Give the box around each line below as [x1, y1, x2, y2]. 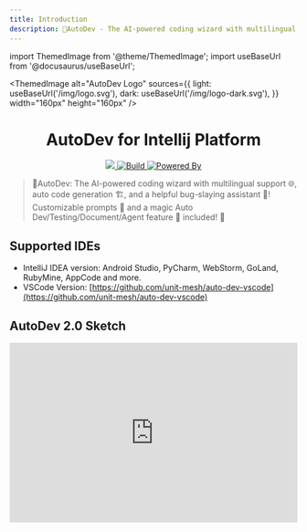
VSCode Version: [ [22, 282, 93, 293]
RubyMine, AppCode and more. [22, 272, 142, 283]
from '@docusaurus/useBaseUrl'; [9, 60, 135, 71]
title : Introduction [9, 15, 89, 24]
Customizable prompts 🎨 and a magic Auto [31, 202, 194, 214]
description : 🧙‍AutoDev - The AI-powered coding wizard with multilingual [9, 24, 297, 34]
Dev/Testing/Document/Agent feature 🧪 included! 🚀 [31, 212, 226, 223]
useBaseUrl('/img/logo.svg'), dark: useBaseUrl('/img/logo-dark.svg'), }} [9, 88, 280, 99]
